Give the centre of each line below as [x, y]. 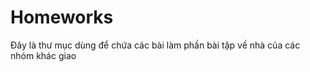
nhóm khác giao [43, 55]
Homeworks [62, 17]
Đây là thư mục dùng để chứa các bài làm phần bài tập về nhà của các [155, 45]
